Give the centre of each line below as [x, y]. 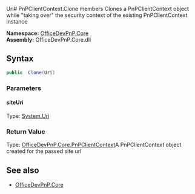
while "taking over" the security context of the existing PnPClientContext [97, 15]
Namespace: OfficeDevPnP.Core [48, 33]
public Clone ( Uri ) [31, 73]
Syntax [20, 59]
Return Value [26, 131]
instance [17, 21]
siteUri [15, 103]
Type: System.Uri [28, 116]
